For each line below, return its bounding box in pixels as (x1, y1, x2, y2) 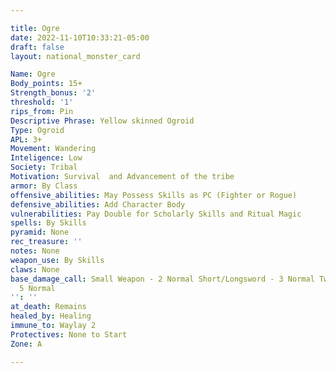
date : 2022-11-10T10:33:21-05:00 (10, 32, 150, 43)
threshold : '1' (10, 97, 74, 107)
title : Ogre (10, 23, 60, 33)
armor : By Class (10, 181, 78, 191)
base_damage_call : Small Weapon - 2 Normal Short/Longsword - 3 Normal (10, 274, 315, 284)
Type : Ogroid (10, 125, 65, 135)
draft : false (10, 42, 65, 52)
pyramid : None (10, 227, 70, 238)
